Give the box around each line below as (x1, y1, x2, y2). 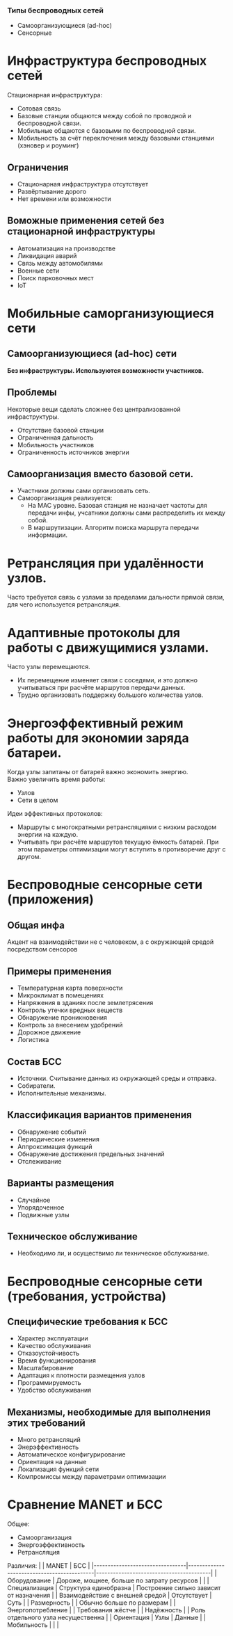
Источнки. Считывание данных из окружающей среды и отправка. (17, 1074, 217, 1082)
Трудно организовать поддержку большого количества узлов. (17, 691, 204, 699)
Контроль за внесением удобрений (17, 1021, 123, 1029)
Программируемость (17, 1379, 81, 1387)
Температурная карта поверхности (17, 984, 123, 993)
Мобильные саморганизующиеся (7, 305, 214, 321)
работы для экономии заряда (7, 730, 189, 746)
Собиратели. (17, 1081, 56, 1090)
